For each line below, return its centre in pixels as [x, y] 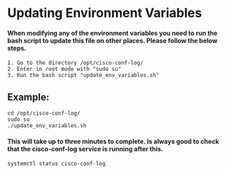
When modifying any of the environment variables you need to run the [112, 33]
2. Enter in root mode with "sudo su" [64, 69]
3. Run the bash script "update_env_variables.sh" [83, 76]
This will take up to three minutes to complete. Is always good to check [113, 141]
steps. [17, 48]
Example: [28, 97]
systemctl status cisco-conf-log [56, 164]
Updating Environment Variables [105, 13]
